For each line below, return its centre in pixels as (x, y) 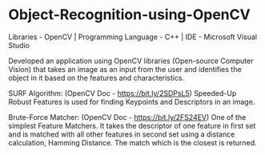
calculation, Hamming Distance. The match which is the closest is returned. (133, 142)
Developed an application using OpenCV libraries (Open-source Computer (131, 61)
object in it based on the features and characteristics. (96, 77)
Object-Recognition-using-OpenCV (129, 15)
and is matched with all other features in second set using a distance (122, 134)
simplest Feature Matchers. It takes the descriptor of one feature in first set (132, 125)
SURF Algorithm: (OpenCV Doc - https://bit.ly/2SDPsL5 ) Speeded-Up (122, 93)
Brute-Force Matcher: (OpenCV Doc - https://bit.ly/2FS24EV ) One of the (127, 117)
